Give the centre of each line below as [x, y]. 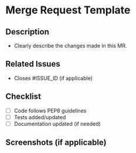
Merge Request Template [68, 10]
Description [27, 32]
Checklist [23, 97]
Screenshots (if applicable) [56, 143]
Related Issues [33, 64]
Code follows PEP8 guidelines [50, 110]
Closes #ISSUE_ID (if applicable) [53, 78]
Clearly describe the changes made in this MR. [70, 46]
